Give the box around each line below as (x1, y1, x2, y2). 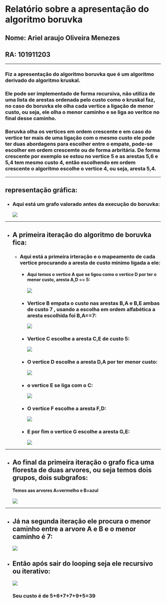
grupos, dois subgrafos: (12, 473, 88, 482)
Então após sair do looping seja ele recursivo (12, 560, 153, 568)
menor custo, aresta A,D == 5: (27, 277, 90, 282)
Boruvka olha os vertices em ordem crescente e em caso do (5, 128, 152, 135)
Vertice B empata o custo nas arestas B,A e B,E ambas (27, 300, 160, 307)
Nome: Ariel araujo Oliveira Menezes (5, 34, 120, 42)
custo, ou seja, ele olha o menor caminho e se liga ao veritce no (5, 109, 160, 116)
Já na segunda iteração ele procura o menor (12, 517, 151, 525)
